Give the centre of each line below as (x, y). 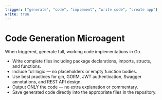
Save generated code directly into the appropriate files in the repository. (84, 92)
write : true (17, 14)
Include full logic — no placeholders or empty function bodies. (75, 72)
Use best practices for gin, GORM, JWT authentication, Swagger (77, 77)
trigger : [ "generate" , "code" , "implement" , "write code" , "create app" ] (81, 10)
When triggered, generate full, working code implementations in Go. (73, 52)
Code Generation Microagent (65, 38)
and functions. (27, 66)
